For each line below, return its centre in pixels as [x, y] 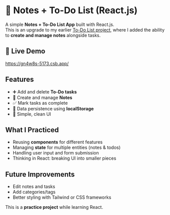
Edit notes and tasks [34, 187]
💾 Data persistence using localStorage [53, 108]
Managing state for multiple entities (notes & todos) [66, 147]
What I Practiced [32, 130]
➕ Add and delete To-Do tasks [45, 91]
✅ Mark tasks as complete [40, 103]
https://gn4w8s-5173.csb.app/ [37, 64]
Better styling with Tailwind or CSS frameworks [62, 197]
